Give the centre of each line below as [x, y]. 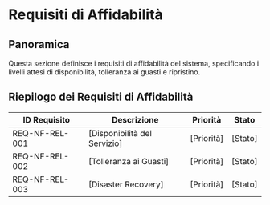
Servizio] [105, 143]
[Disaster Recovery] [126, 184]
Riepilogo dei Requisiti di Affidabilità [101, 97]
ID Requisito [47, 119]
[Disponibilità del [120, 133]
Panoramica [39, 44]
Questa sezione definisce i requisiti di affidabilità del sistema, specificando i [134, 63]
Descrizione [135, 119]
